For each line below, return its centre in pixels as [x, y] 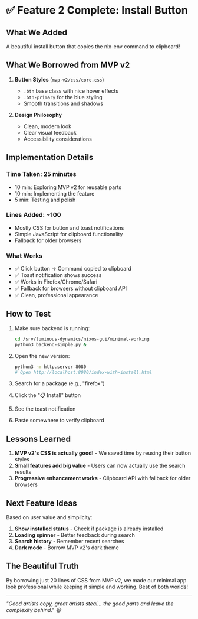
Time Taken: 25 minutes [41, 174]
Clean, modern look [47, 126]
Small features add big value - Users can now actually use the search [100, 466]
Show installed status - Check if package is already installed [89, 529]
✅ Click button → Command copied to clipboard [73, 269]
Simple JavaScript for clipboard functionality [69, 234]
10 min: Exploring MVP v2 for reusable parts [68, 187]
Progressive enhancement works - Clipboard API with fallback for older [103, 478]
